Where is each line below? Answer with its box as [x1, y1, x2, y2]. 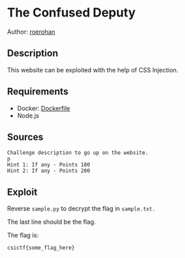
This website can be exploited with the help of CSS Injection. [7, 65, 179, 74]
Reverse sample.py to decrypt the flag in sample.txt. [7, 204, 156, 213]
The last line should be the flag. [7, 218, 96, 226]
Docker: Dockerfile [16, 104, 71, 112]
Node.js [16, 111, 40, 120]
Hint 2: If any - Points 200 [7, 167, 90, 175]
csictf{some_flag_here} [7, 244, 75, 252]
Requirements [7, 86, 69, 98]
